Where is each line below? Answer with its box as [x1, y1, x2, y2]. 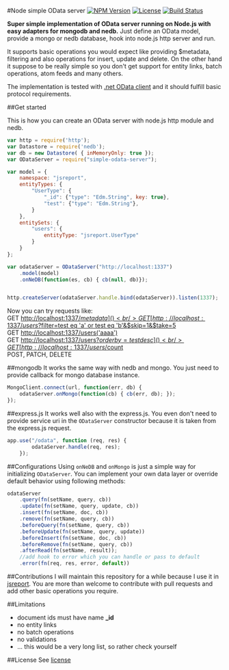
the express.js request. [7, 424, 72, 432]
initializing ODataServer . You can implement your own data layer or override [7, 469, 219, 478]
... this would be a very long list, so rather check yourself [16, 643, 177, 650]
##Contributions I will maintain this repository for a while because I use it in [7, 572, 219, 580]
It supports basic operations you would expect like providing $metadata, [7, 48, 211, 55]
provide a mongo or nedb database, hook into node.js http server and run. [7, 34, 216, 42]
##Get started [7, 103, 46, 111]
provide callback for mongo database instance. [7, 371, 140, 379]
